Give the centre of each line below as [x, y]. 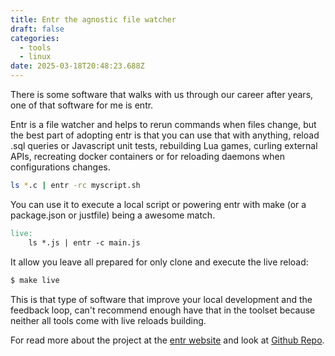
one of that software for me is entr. [82, 105]
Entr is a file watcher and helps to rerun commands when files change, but [163, 124]
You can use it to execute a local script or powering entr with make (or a [158, 204]
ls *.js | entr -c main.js [84, 242]
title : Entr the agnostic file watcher [93, 19]
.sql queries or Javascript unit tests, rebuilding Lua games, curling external [164, 145]
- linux [35, 57]
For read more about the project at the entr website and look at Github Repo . [167, 340]
